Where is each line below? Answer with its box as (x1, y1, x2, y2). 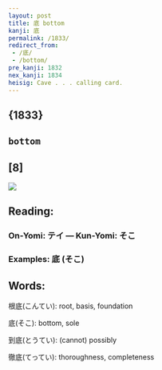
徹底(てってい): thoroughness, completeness (8, 352, 155, 362)
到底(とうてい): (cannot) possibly (8, 336, 117, 345)
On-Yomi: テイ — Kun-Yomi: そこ (8, 230, 136, 241)
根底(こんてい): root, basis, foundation (8, 301, 133, 311)
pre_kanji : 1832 (8, 64, 62, 72)
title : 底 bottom (8, 19, 65, 27)
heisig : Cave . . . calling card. (8, 78, 124, 86)
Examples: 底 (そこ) (8, 254, 85, 265)
